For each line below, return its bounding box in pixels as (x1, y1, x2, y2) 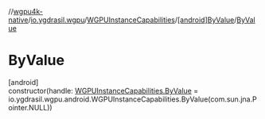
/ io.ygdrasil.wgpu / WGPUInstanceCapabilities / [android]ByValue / (27, 15, 237, 25)
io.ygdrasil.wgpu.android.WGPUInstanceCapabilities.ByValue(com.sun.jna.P (8, 94, 257, 104)
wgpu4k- (13, 7, 44, 16)
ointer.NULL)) (8, 102, 53, 112)
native (8, 15, 29, 25)
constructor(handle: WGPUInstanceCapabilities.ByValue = (8, 86, 199, 95)
